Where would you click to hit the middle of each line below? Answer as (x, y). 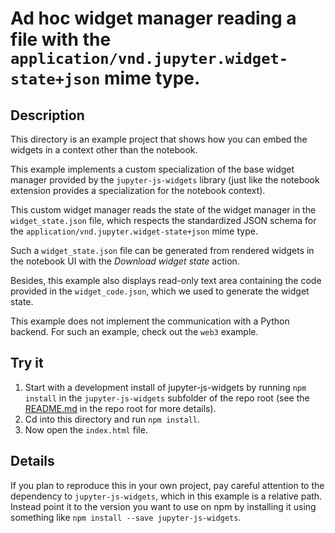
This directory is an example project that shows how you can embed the (159, 139)
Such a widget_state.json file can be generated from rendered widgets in (162, 250)
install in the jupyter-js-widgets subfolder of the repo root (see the (167, 398)
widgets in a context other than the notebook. (104, 150)
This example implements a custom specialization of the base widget (152, 169)
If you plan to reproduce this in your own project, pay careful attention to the (167, 485)
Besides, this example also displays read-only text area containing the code (166, 280)
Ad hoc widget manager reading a (153, 18)
